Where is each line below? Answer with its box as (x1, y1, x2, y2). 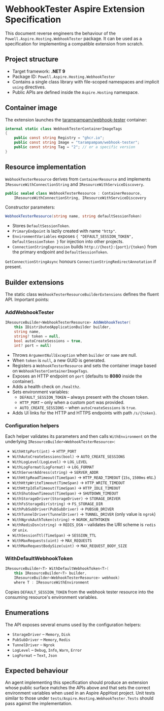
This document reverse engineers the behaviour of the (5, 30, 116, 36)
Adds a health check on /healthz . (12, 383, 81, 389)
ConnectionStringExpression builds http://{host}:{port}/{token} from (12, 244, 157, 250)
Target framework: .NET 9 (12, 68, 66, 74)
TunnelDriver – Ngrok (12, 641, 55, 648)
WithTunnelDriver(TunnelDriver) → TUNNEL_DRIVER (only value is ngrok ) (12, 511, 156, 517)
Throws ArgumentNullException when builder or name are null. (12, 352, 137, 358)
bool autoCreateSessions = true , (14, 338, 83, 343)
